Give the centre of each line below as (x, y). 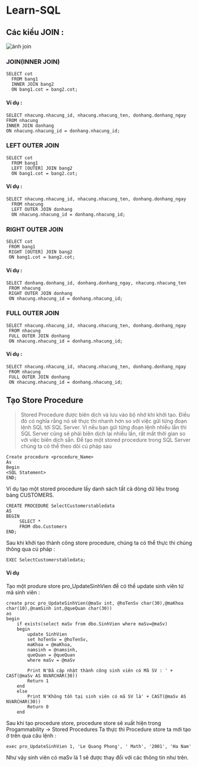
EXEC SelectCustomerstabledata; (46, 560)
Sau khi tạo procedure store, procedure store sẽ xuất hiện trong (84, 723)
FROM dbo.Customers (43, 527)
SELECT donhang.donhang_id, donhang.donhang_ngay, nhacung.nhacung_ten (96, 283)
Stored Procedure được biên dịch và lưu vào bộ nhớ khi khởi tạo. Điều (105, 415)
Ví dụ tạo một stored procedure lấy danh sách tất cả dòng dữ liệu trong (92, 489)
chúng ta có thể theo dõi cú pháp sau (66, 446)
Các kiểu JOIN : (35, 32)
